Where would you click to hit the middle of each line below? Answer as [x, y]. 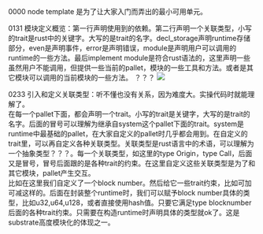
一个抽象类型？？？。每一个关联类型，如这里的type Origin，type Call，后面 [130, 153]
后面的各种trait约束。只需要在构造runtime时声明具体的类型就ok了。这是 [124, 212]
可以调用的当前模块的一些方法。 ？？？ [92, 78]
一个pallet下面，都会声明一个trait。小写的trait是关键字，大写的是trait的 [136, 114]
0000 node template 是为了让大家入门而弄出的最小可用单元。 [107, 11]
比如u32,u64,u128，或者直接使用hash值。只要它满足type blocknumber [137, 202]
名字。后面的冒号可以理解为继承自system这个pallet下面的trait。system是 [126, 124]
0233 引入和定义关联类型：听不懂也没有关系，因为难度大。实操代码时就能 [128, 94]
